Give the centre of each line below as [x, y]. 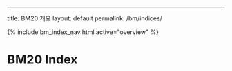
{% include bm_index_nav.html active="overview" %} [83, 32]
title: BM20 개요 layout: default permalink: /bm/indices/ [85, 18]
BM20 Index [42, 60]
